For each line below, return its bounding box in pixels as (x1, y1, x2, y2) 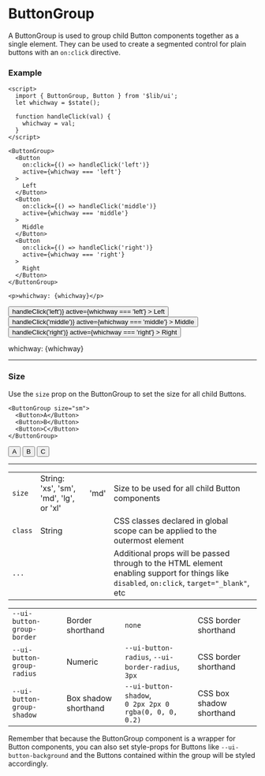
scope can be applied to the (114, 525, 217, 536)
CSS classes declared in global (114, 515, 229, 526)
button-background (8, 752, 69, 759)
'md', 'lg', (39, 492, 75, 503)
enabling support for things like (114, 567, 230, 578)
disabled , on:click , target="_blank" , (114, 577, 250, 588)
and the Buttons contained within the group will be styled (69, 750, 256, 759)
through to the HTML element (114, 558, 223, 569)
